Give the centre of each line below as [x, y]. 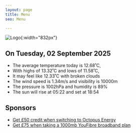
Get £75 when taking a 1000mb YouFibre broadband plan [72, 125]
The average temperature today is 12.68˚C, [57, 65]
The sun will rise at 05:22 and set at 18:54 [56, 92]
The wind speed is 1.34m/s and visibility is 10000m [65, 81]
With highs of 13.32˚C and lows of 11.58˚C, [56, 71]
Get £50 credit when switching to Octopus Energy [64, 120]
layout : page [19, 10]
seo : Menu [16, 19]
